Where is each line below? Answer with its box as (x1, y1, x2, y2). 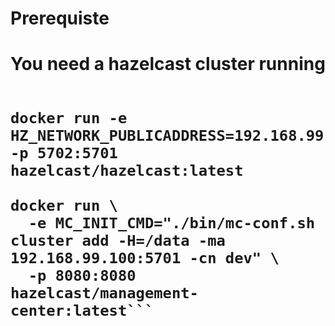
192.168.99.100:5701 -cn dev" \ (10, 249, 280, 268)
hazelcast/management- (10, 284, 199, 303)
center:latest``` (10, 302, 155, 321)
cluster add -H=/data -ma (10, 232, 226, 251)
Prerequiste (10, 7, 110, 30)
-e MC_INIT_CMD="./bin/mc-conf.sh (28, 214, 316, 233)
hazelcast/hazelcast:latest (10, 162, 244, 181)
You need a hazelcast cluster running (10, 53, 326, 76)
